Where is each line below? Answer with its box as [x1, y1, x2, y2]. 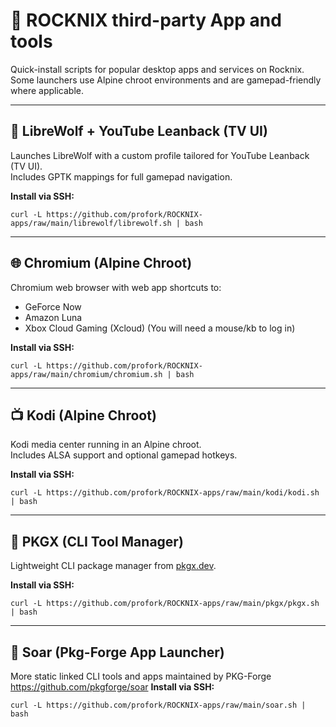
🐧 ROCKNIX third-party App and [10, 9, 282, 32]
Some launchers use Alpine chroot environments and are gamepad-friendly [10, 74, 322, 86]
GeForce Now [24, 300, 82, 313]
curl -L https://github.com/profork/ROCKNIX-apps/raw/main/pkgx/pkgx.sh [10, 599, 320, 609]
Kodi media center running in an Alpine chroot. [10, 439, 202, 451]
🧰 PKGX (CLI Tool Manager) [10, 533, 184, 550]
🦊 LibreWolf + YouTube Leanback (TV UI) [10, 123, 268, 140]
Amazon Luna [24, 311, 83, 323]
